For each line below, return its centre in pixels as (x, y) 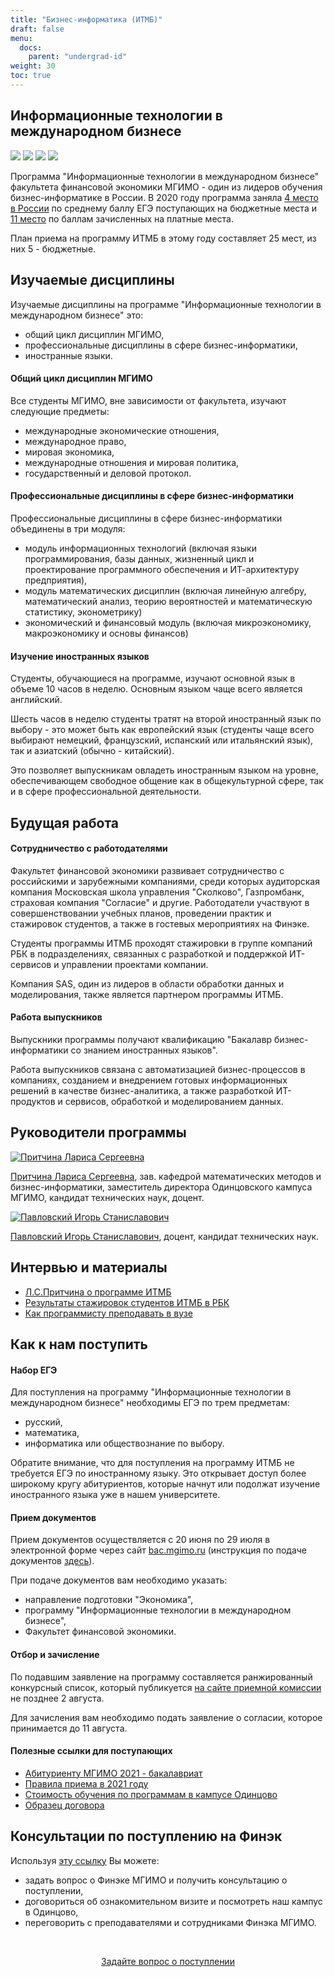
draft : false (37, 29)
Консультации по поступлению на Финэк (146, 1836)
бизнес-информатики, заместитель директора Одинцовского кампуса (161, 1187)
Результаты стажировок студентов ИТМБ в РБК (127, 1302)
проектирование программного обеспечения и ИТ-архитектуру (162, 569)
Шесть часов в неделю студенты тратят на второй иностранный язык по (166, 719)
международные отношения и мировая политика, (132, 462)
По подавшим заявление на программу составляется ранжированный (161, 1677)
